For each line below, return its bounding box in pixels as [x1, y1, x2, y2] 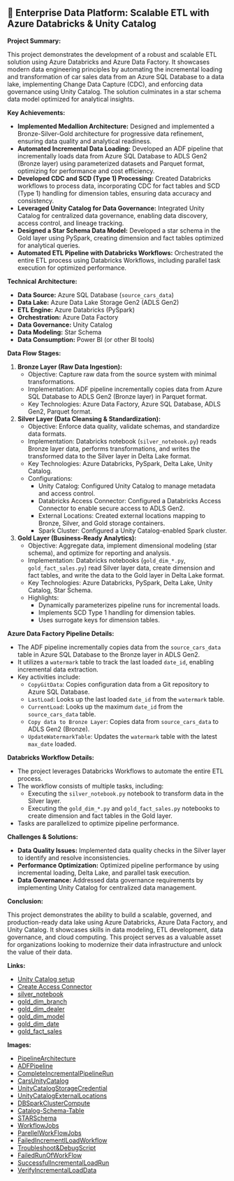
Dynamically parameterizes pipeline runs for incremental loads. [38, 601, 220, 609]
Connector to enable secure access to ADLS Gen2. [38, 504, 185, 512]
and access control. [38, 489, 96, 498]
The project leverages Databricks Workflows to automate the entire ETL [17, 767, 224, 775]
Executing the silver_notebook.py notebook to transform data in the [27, 789, 224, 798]
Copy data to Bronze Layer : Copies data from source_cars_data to [27, 717, 219, 725]
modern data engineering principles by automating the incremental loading [7, 64, 222, 74]
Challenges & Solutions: [7, 832, 78, 841]
